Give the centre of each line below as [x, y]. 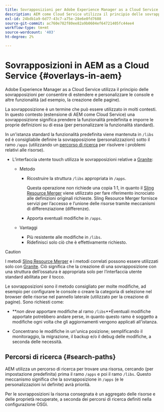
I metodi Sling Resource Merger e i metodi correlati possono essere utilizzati [82, 261]
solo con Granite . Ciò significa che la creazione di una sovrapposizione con [81, 266]
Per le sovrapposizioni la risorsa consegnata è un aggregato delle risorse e [80, 394]
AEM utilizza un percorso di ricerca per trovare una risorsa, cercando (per [79, 369]
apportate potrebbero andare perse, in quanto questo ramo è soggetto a [85, 317]
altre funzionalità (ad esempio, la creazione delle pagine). [63, 100]
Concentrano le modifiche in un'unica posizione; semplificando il [77, 331]
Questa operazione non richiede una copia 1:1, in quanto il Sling [90, 188]
